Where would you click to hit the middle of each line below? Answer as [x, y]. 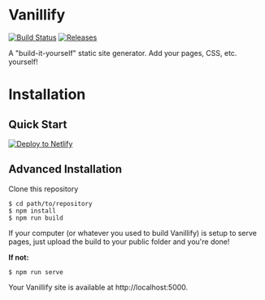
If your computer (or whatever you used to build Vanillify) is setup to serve [133, 233]
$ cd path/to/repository [50, 204]
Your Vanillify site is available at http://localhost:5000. [98, 287]
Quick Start [38, 124]
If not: [19, 257]
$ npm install [33, 211]
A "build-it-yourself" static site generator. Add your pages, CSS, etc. [123, 53]
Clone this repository [43, 189]
